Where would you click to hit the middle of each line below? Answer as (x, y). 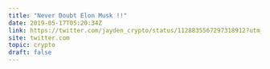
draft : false (30, 52)
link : (17, 30)
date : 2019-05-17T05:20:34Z (55, 23)
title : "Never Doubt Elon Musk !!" (68, 15)
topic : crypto (32, 45)
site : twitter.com (39, 38)
